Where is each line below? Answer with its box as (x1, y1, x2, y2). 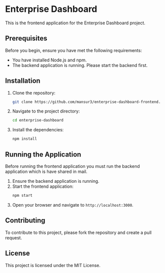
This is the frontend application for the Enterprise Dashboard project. (5, 20, 146, 26)
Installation (5, 77, 41, 85)
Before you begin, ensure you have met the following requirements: (5, 47, 142, 53)
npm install (12, 136, 37, 142)
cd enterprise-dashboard (12, 118, 64, 123)
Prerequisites (5, 34, 47, 43)
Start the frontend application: (12, 183, 74, 189)
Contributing (5, 217, 45, 225)
